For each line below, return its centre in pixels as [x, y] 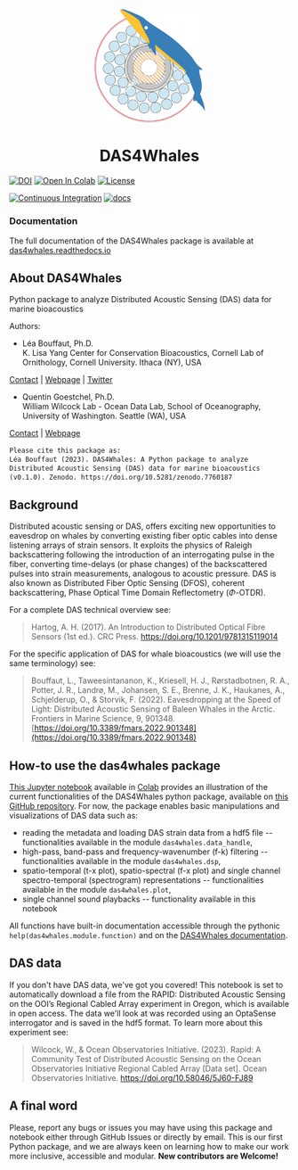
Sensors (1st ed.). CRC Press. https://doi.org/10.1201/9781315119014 [154, 637]
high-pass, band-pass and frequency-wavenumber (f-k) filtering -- [145, 852]
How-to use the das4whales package [115, 766]
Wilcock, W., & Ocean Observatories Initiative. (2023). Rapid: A [146, 1049]
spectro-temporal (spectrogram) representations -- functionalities [143, 880]
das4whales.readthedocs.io [60, 250]
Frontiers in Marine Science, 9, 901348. [103, 719]
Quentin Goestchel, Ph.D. [68, 397]
